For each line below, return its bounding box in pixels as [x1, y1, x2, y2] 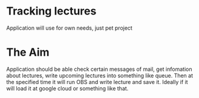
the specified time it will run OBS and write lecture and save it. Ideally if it [6, 78, 189, 85]
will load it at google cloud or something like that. [6, 85, 129, 92]
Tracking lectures [6, 4, 97, 18]
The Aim [6, 45, 50, 59]
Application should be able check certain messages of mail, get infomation [6, 65, 192, 73]
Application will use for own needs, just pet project [6, 24, 133, 31]
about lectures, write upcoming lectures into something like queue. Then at [6, 71, 194, 79]
